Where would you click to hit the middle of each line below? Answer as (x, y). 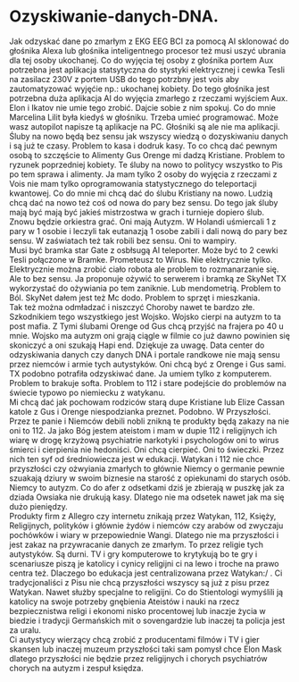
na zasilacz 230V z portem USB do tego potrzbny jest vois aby (124, 79)
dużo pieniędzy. (39, 506)
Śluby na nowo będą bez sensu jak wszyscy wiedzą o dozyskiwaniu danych (149, 136)
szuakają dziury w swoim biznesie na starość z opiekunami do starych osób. (150, 478)
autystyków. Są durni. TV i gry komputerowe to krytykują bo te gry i (133, 554)
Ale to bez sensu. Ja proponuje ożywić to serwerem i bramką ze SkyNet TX (148, 278)
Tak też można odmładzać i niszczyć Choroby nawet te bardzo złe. (132, 307)
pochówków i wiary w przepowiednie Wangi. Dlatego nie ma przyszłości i (144, 535)
